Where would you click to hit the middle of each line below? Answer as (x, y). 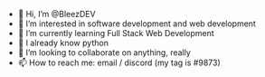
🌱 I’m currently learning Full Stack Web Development (116, 33)
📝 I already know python (63, 43)
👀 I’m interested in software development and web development (137, 24)
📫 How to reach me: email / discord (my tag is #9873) (119, 63)
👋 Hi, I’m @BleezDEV (57, 14)
